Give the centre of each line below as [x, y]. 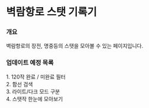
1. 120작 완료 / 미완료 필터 [36, 77]
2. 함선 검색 [20, 84]
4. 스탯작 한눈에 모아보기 [35, 99]
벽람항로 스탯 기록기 [52, 12]
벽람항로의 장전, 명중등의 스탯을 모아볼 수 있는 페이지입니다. [75, 46]
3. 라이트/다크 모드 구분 [33, 91]
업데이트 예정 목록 [30, 63]
